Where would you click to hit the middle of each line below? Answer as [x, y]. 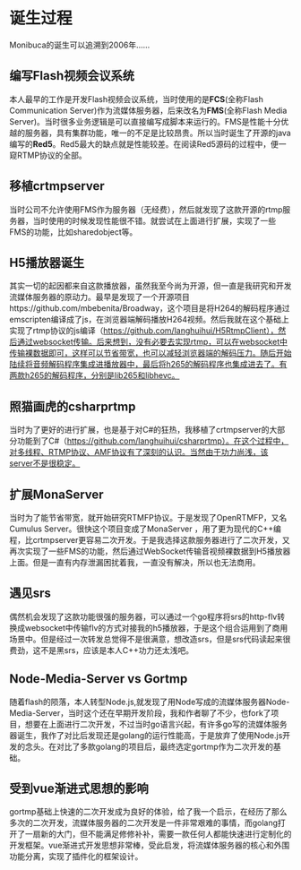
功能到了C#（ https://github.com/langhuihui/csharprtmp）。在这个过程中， [153, 441]
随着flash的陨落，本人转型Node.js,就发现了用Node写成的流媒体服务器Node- [150, 702]
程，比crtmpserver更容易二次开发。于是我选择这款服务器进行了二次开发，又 [150, 540]
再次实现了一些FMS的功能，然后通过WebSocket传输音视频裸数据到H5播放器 [150, 551]
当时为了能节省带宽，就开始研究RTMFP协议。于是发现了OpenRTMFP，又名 [148, 517]
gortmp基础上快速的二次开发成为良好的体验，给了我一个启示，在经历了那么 [148, 812]
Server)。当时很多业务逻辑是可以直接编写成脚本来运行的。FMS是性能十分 [145, 121]
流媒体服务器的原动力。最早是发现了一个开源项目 [99, 297]
